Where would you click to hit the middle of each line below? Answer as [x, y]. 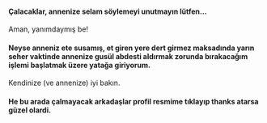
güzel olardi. [30, 110]
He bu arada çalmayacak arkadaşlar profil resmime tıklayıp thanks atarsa [133, 102]
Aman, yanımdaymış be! [49, 29]
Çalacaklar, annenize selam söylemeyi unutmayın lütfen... [108, 11]
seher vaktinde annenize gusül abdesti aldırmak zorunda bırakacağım [128, 56]
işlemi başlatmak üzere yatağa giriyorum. [80, 65]
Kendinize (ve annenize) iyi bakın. [64, 83]
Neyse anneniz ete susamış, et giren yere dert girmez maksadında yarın [131, 48]
